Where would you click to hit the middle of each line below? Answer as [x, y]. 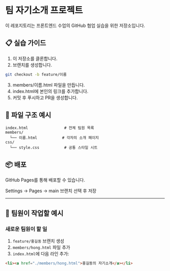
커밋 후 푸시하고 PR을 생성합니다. [45, 98]
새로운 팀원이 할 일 [26, 229]
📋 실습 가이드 [26, 43]
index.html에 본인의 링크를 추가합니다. [50, 91]
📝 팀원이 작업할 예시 [34, 213]
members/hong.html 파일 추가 [41, 247]
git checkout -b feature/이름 [36, 74]
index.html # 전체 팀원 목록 [50, 128]
